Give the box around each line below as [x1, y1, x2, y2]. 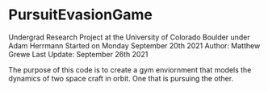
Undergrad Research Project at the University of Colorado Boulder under [8, 32, 250, 42]
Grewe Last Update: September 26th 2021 [8, 49, 149, 59]
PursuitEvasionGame [8, 6, 153, 24]
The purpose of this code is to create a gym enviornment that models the [8, 64, 252, 74]
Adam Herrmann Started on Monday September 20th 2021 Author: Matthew [8, 40, 261, 50]
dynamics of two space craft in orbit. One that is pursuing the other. [8, 73, 234, 83]
